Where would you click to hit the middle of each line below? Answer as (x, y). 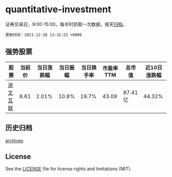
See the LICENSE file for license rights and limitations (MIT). (69, 169)
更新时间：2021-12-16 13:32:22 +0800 (44, 35)
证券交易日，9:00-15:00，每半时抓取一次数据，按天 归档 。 (66, 24)
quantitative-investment (58, 9)
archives (14, 140)
